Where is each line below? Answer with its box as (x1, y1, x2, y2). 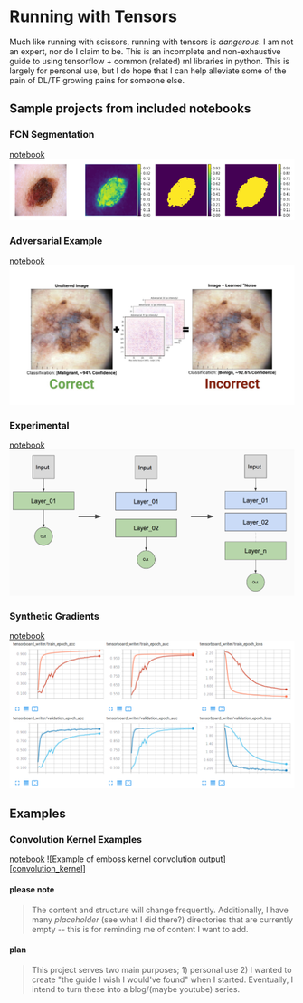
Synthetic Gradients (9, 610, 99, 622)
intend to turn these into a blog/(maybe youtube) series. (31, 983, 241, 994)
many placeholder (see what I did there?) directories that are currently (31, 913, 294, 925)
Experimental (9, 420, 70, 432)
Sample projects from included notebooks (9, 101, 251, 117)
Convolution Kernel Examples (9, 834, 143, 846)
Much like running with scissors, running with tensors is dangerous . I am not (9, 36, 294, 47)
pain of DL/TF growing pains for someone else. (9, 74, 185, 85)
